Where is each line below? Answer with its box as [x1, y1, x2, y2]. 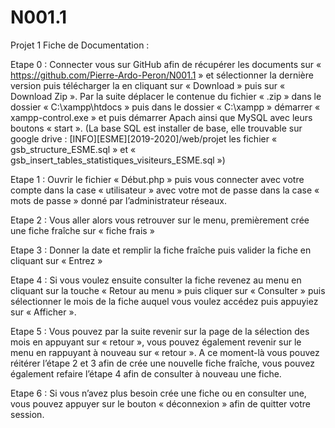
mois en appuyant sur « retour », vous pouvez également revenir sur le [10, 336, 302, 348]
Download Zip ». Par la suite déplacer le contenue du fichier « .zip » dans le [10, 90, 322, 102]
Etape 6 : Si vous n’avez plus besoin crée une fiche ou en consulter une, [10, 387, 307, 399]
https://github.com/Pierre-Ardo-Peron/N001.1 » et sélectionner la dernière [10, 69, 314, 81]
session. [10, 408, 45, 420]
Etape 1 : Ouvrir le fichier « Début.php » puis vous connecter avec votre [10, 173, 305, 185]
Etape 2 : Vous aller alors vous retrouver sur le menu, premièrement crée [10, 214, 310, 226]
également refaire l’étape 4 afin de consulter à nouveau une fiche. [10, 367, 282, 380]
